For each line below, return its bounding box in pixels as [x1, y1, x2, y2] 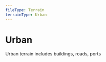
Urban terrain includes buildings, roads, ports [5, 51, 101, 57]
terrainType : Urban [5, 12, 47, 17]
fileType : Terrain [5, 7, 45, 13]
